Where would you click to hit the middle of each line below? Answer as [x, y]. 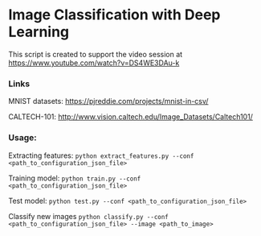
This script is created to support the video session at [96, 54]
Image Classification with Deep [114, 15]
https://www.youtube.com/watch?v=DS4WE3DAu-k [94, 63]
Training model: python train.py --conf [75, 178]
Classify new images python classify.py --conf [88, 216]
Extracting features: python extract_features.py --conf [101, 155]
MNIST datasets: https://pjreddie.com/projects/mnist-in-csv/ [108, 101]
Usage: [23, 138]
